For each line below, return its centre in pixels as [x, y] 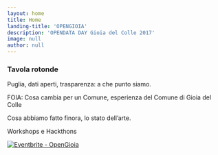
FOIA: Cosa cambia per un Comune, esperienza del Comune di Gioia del [109, 97]
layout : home [26, 13]
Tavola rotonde [33, 69]
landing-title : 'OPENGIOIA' [47, 26]
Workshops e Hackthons [42, 132]
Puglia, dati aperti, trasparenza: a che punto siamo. [79, 84]
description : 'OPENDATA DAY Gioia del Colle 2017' [81, 33]
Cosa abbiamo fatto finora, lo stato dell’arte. [69, 118]
